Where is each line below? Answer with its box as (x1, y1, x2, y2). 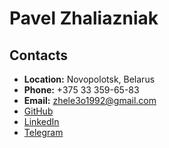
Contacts (9, 47, 69, 64)
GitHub (23, 105, 54, 117)
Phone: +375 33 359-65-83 (23, 84, 140, 96)
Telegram (23, 127, 64, 138)
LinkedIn (23, 116, 60, 127)
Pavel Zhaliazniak (9, 7, 159, 30)
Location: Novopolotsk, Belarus (23, 73, 156, 85)
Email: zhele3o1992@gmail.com (23, 95, 157, 106)
